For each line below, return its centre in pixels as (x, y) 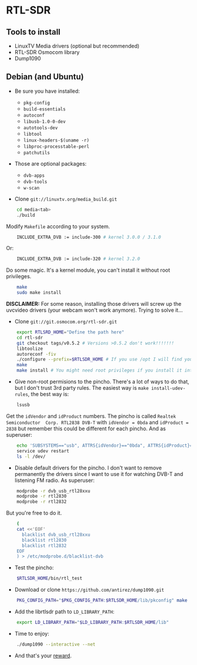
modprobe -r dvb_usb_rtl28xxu (54, 491)
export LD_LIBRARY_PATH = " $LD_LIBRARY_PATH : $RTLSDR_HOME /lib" (93, 623)
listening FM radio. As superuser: (55, 480)
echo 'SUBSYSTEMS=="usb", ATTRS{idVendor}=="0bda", (81, 445)
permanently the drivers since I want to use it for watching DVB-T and (99, 474)
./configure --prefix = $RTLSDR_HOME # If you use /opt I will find (99, 359)
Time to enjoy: (32, 633)
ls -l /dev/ (31, 456)
